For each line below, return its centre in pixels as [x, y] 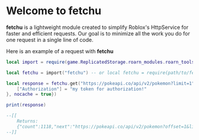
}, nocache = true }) [32, 95]
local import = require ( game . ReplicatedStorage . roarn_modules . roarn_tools [100, 62]
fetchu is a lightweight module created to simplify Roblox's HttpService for [97, 27]
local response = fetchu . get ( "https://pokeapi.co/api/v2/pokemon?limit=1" [100, 83]
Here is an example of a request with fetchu [60, 51]
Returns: [28, 121]
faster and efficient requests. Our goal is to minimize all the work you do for [98, 33]
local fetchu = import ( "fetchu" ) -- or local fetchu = [75, 73]
